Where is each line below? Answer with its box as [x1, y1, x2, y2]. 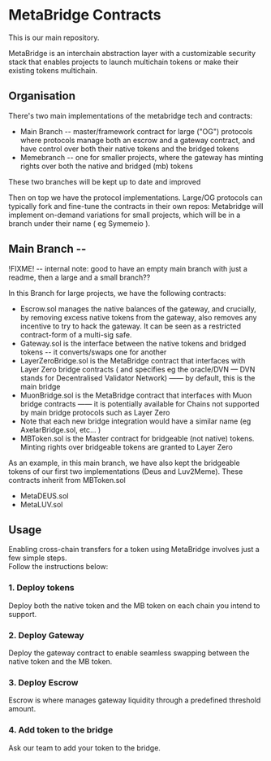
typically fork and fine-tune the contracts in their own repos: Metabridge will [8, 201, 264, 211]
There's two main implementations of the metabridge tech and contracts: [8, 111, 253, 120]
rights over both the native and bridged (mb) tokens [19, 161, 193, 171]
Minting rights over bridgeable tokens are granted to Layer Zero [19, 441, 233, 452]
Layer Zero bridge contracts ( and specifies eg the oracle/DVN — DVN [19, 364, 256, 374]
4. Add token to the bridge [8, 724, 114, 736]
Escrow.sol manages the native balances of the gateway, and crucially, [19, 303, 257, 314]
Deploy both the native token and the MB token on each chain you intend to [8, 600, 260, 611]
